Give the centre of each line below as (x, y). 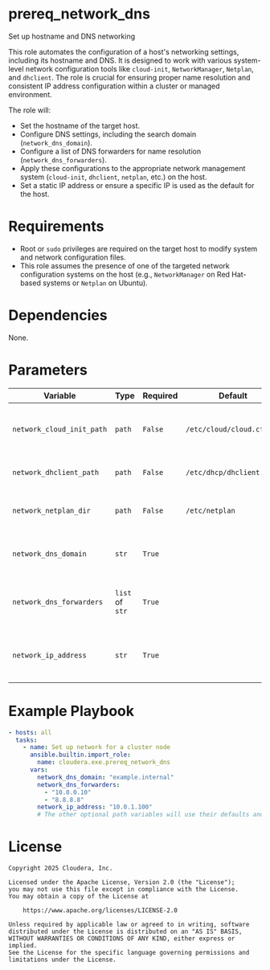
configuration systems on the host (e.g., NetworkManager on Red (125, 274)
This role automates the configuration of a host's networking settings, (124, 51)
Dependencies (58, 315)
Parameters (48, 370)
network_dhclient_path (55, 472)
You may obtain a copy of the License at (79, 897)
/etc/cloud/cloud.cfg (227, 429)
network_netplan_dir (51, 510)
